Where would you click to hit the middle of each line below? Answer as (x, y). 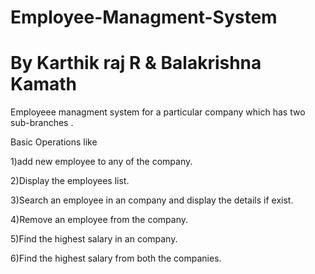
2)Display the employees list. (70, 181)
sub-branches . (42, 123)
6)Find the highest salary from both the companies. (116, 258)
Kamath (43, 84)
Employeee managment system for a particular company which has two (158, 112)
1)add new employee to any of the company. (101, 162)
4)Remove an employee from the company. (99, 220)
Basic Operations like (54, 142)
